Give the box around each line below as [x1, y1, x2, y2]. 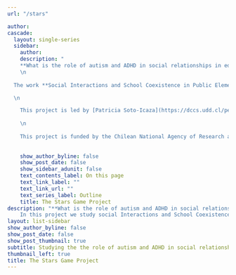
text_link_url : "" [20, 185, 74, 192]
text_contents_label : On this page [20, 173, 124, 180]
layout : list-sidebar [7, 218, 71, 225]
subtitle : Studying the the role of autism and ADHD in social [7, 243, 197, 251]
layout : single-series [13, 36, 80, 43]
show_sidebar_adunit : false [20, 166, 102, 173]
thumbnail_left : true [7, 250, 71, 257]
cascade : [7, 29, 33, 36]
